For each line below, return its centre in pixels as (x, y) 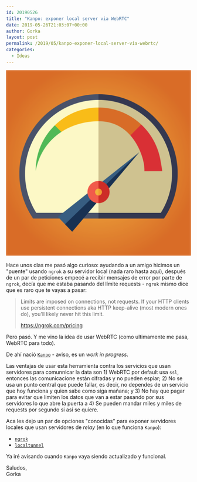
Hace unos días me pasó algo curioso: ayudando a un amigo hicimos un (93, 265)
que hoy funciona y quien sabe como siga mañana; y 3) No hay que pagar (96, 391)
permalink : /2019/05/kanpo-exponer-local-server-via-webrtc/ (82, 44)
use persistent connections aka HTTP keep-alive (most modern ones (103, 308)
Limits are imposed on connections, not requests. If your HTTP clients (105, 301)
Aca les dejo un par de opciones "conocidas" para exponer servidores (91, 421)
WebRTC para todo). (31, 343)
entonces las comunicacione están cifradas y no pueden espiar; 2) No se (94, 378)
